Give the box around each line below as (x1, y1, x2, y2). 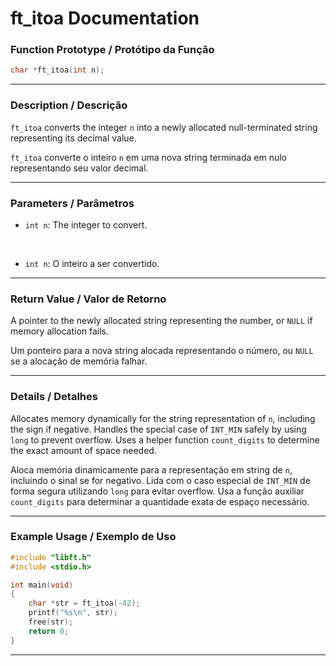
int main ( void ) (10, 580, 74, 590)
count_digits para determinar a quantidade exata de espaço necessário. (10, 495, 310, 507)
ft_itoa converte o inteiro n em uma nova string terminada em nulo (10, 151, 287, 163)
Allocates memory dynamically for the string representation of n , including (10, 412, 316, 424)
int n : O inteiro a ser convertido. (24, 257, 160, 269)
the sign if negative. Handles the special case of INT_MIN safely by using (10, 423, 307, 435)
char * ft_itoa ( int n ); (10, 65, 105, 76)
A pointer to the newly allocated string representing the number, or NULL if (10, 315, 313, 327)
